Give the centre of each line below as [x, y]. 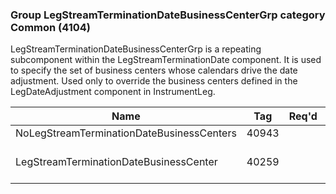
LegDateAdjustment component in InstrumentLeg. [113, 92]
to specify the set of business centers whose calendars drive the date [154, 70]
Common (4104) [51, 27]
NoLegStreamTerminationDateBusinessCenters [126, 133]
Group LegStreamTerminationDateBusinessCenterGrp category [168, 15]
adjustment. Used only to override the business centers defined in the [154, 81]
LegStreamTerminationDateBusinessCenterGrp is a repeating [136, 49]
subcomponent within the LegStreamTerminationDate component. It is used [166, 60]
